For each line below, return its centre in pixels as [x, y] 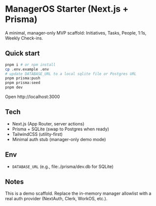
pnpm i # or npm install [30, 64]
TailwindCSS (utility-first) [37, 134]
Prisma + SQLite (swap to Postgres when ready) [60, 129]
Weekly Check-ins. [24, 38]
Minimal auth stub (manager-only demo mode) [59, 139]
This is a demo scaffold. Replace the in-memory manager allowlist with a [78, 193]
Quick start [22, 53]
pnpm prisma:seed [23, 83]
